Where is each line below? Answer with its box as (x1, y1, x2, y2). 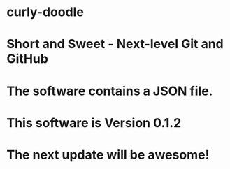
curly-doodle (6, 4, 85, 20)
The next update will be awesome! (6, 147, 210, 163)
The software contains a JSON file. (6, 83, 213, 98)
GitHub (6, 51, 48, 67)
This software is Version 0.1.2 (6, 115, 182, 131)
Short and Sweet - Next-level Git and (6, 36, 224, 52)
